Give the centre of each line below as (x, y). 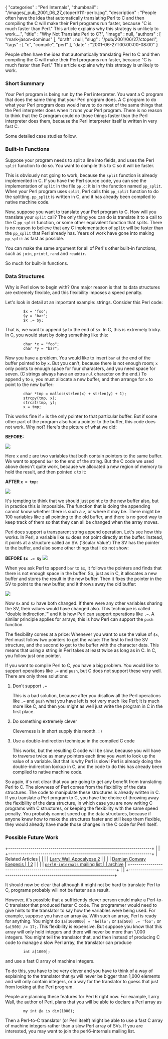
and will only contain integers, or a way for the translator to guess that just (82, 982)
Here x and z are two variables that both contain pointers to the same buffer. (84, 456)
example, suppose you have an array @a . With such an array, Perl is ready (81, 916)
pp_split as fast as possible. (35, 238)
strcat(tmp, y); (40, 402)
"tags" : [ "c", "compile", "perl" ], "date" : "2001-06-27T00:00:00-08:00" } (82, 44)
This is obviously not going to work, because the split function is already (81, 175)
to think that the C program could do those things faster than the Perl (76, 116)
